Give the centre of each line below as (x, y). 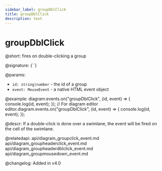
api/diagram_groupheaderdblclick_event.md (49, 149)
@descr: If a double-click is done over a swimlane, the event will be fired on (81, 124)
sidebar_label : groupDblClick (36, 9)
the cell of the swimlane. (30, 129)
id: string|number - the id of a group (49, 84)
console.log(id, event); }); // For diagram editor (52, 104)
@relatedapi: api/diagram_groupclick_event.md (52, 138)
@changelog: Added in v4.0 (33, 163)
